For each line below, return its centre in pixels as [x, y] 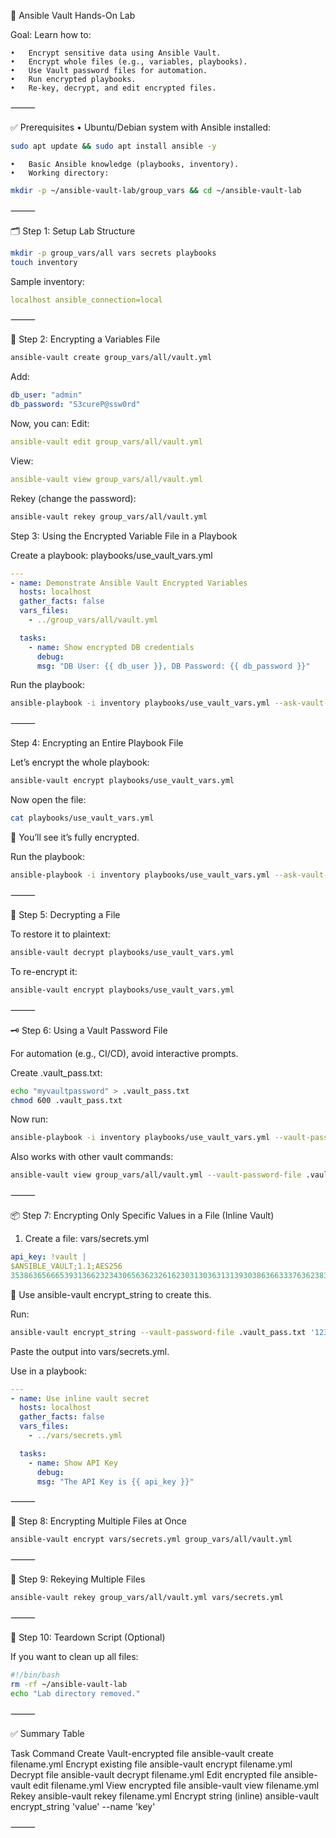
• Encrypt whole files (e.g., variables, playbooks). [129, 62]
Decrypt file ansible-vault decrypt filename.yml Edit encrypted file [146, 1774]
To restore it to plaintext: [60, 934]
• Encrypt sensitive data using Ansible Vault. [116, 53]
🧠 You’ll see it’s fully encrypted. [75, 837]
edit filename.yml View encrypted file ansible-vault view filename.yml [176, 1785]
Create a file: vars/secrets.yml [87, 1239]
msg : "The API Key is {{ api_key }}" [115, 1481]
